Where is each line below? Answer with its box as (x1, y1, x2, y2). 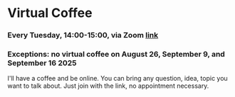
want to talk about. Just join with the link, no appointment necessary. (7, 81, 209, 90)
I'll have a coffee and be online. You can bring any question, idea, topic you (7, 74, 228, 83)
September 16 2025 (7, 58, 77, 68)
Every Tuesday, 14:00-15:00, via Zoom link (7, 30, 159, 40)
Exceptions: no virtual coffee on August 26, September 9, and (7, 50, 226, 59)
